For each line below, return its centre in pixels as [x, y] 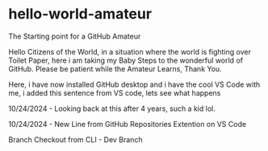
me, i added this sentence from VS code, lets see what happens [115, 92]
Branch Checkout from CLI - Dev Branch [75, 139]
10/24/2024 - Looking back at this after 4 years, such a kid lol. [112, 108]
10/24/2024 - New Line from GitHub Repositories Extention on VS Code [128, 124]
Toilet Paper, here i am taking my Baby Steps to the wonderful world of [126, 60]
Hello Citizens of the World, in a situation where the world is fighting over [130, 51]
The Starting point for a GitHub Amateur [75, 36]
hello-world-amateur [80, 14]
